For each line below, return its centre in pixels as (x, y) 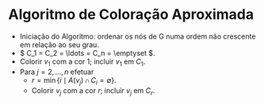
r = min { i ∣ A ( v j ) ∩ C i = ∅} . (74, 81)
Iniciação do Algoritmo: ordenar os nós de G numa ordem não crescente (138, 36)
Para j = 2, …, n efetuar (57, 72)
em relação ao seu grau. (59, 44)
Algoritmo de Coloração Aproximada (131, 15)
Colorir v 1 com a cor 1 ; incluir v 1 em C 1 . (82, 62)
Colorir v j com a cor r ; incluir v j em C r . (93, 91)
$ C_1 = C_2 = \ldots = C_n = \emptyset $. (87, 53)
